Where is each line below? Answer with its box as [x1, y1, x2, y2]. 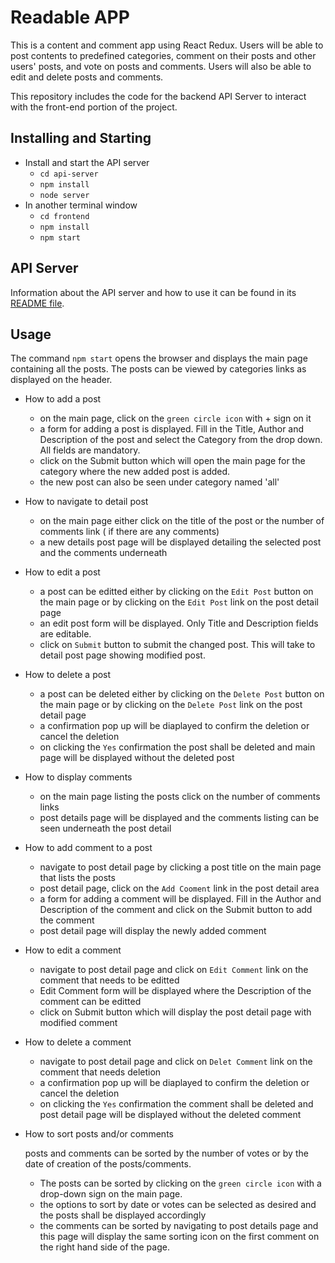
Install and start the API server [24, 156, 150, 168]
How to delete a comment [24, 1036, 132, 1048]
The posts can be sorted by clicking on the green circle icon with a [39, 1177, 322, 1190]
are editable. [39, 628, 92, 640]
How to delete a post [24, 669, 112, 681]
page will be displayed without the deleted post [39, 752, 235, 764]
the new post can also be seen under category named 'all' [39, 476, 280, 488]
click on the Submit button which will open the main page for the [39, 455, 306, 467]
